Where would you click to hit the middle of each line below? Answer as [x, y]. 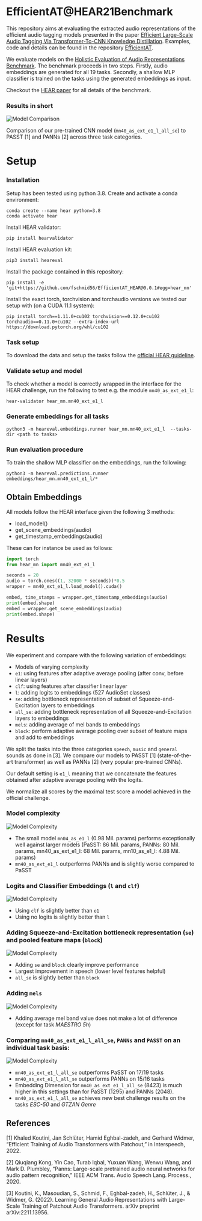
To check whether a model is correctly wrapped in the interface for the [94, 384]
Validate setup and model [44, 370]
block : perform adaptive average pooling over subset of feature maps [101, 731]
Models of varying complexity [52, 667]
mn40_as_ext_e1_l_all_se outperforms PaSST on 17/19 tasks [89, 1073]
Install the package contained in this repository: [65, 271]
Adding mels [24, 993]
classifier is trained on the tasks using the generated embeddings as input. [99, 78]
